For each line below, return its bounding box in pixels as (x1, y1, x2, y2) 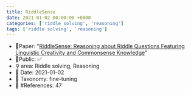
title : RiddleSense (6, 9, 56, 15)
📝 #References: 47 (15, 82, 62, 89)
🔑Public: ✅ (15, 55, 43, 63)
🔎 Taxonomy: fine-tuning (15, 76, 77, 83)
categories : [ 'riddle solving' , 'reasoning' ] (6, 20, 123, 26)
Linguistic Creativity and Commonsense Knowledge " (15, 49, 148, 57)
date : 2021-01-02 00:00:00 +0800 (6, 15, 91, 21)
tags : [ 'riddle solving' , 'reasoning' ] (6, 26, 108, 32)
